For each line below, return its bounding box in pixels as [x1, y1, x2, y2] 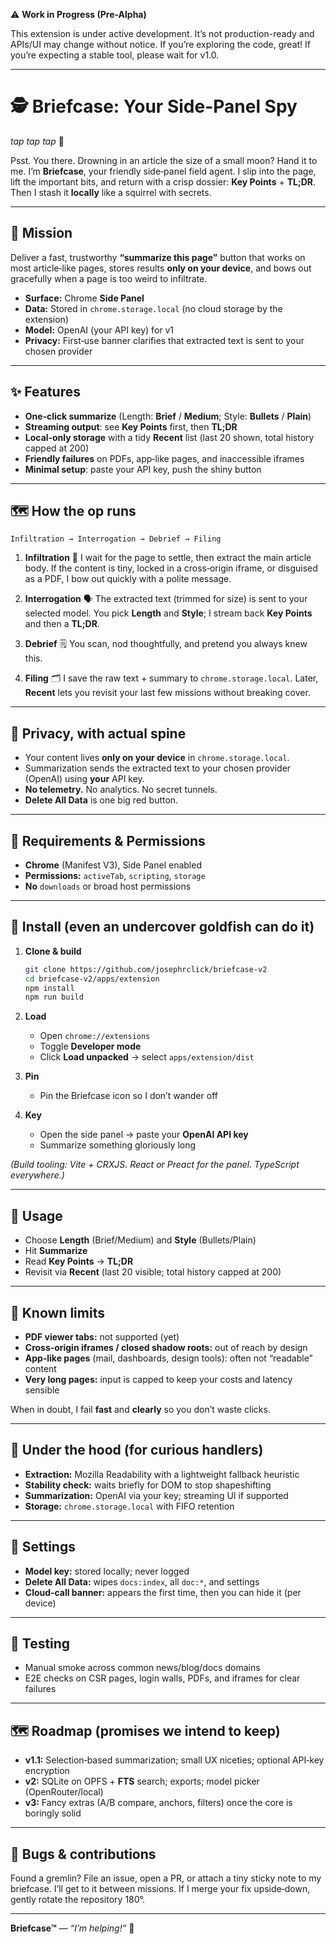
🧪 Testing [10, 1635, 71, 1652]
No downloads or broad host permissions [24, 880, 192, 892]
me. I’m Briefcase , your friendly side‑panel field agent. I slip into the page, [10, 165, 317, 177]
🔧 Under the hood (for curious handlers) [10, 1442, 264, 1459]
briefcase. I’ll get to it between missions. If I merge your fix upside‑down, [10, 1883, 311, 1894]
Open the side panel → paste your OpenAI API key [39, 1129, 249, 1141]
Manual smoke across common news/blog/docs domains [24, 1662, 261, 1674]
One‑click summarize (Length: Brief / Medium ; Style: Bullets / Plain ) [24, 410, 312, 422]
